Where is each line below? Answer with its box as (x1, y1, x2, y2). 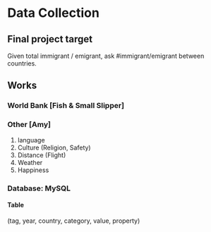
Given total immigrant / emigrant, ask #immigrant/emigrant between (7, 51, 205, 60)
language (17, 135, 45, 144)
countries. (7, 59, 37, 68)
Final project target (7, 33, 93, 45)
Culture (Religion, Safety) (17, 143, 91, 152)
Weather (17, 158, 43, 166)
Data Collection (7, 5, 100, 21)
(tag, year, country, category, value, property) (7, 216, 140, 225)
